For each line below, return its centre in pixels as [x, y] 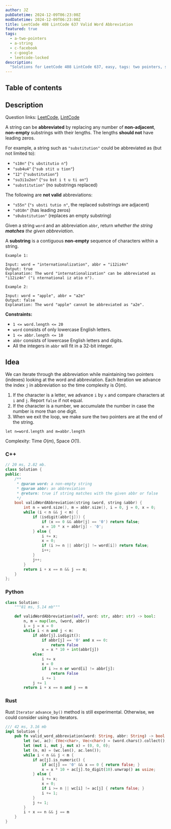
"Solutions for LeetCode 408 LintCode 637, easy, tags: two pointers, [86, 67]
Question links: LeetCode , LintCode [42, 117]
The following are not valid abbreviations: [49, 195]
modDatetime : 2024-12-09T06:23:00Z [43, 19]
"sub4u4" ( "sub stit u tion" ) [44, 169]
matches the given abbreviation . [40, 231]
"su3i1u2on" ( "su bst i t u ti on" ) [50, 180]
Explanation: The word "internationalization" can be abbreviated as [81, 274]
